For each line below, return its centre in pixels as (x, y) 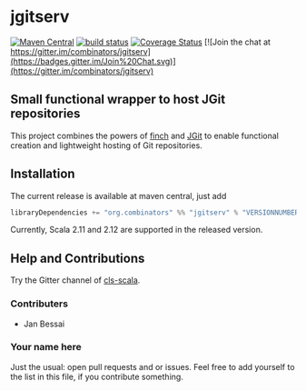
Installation (43, 174)
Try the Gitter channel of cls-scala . (75, 280)
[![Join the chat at (237, 42)
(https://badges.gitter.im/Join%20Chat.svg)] (93, 61)
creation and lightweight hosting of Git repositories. (106, 145)
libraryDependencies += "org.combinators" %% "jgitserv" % (124, 212)
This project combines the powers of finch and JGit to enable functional (145, 135)
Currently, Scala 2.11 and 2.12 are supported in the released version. (137, 230)
